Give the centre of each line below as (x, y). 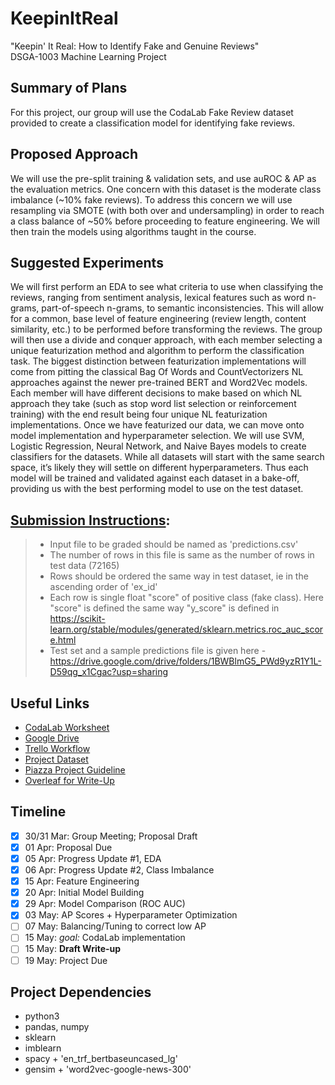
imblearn (43, 1048)
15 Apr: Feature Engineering (82, 881)
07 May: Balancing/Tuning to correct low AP (115, 926)
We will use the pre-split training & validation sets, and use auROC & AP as (163, 178)
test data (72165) (84, 566)
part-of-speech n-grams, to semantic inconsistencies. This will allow (183, 308)
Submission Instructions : (90, 520)
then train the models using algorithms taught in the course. (133, 231)
